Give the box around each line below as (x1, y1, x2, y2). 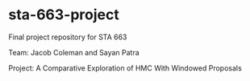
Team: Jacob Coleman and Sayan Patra (8, 47, 140, 57)
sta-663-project (8, 6, 119, 24)
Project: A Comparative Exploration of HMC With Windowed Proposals (8, 63, 242, 73)
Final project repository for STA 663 (8, 32, 127, 42)
